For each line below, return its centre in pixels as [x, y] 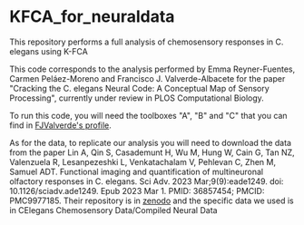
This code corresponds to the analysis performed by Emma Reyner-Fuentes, [152, 69]
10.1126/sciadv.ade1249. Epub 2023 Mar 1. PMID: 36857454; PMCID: [137, 191]
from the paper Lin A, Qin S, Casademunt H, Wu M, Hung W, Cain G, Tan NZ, [152, 152]
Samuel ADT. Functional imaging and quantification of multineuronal [137, 171]
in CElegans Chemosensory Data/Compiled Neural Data [113, 210]
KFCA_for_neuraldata [92, 17]
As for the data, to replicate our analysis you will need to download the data [151, 142]
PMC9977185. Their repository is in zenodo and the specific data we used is [152, 201]
